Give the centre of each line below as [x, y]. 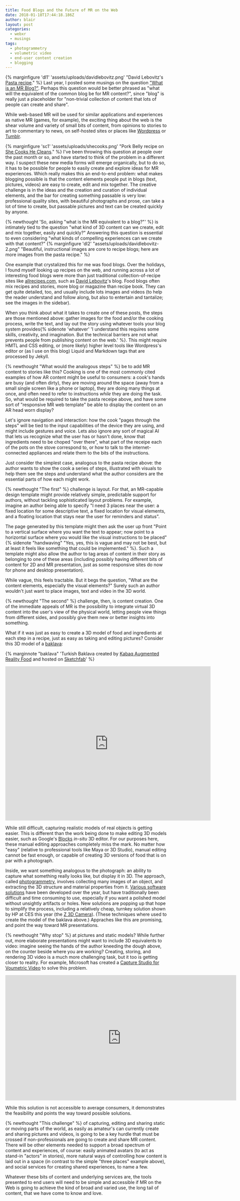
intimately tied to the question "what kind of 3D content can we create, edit [85, 227]
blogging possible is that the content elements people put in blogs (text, [81, 179]
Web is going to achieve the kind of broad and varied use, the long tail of [82, 1188]
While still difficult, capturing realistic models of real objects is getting [79, 828]
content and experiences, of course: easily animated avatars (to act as [80, 1151]
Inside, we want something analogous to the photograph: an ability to [78, 871]
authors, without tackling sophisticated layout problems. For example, [79, 500]
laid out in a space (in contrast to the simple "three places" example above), [85, 1161]
